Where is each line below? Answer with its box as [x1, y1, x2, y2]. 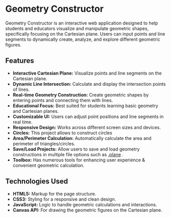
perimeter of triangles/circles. [12, 140, 76, 147]
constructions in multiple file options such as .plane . [12, 151, 124, 157]
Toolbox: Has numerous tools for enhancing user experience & [12, 157, 145, 163]
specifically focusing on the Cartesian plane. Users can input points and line [5, 31, 165, 37]
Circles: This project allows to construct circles [12, 130, 112, 136]
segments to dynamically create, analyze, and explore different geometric [5, 36, 161, 42]
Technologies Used [5, 177, 68, 186]
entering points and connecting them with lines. [12, 97, 113, 103]
